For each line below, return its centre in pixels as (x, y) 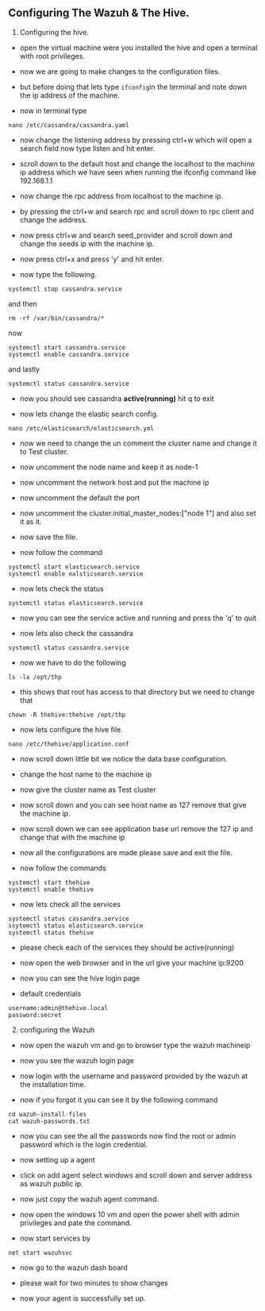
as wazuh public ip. (51, 1183)
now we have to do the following (73, 662)
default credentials (50, 993)
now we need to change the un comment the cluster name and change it (138, 443)
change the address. (53, 220)
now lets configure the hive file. (71, 729)
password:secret (35, 1015)
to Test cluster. (44, 451)
